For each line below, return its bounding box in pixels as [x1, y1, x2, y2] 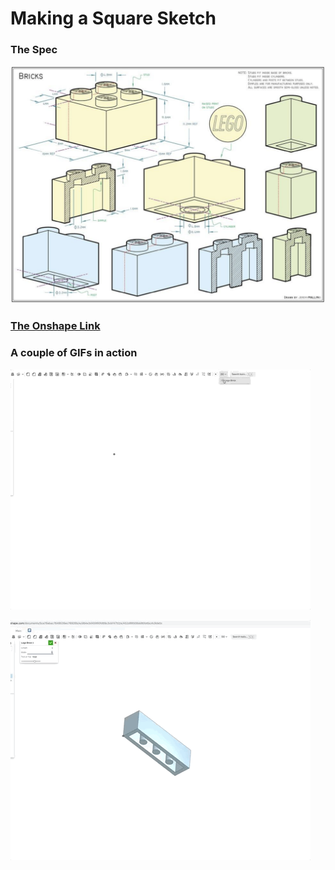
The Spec [10, 43, 58, 57]
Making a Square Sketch [10, 7, 217, 30]
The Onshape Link [10, 319, 101, 333]
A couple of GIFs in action [10, 346, 138, 360]
